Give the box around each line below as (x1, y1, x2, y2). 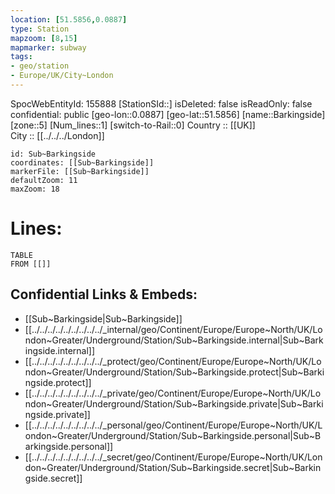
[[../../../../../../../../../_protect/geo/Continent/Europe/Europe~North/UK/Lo (24, 355, 322, 367)
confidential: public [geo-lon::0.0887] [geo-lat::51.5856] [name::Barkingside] (10, 108, 326, 120)
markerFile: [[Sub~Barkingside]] (10, 166, 150, 176)
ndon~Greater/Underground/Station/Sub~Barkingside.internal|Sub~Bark (24, 334, 324, 346)
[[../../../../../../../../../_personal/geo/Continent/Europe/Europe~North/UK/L (24, 419, 323, 431)
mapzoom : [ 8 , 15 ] (10, 33, 78, 43)
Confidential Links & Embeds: (10, 286, 198, 303)
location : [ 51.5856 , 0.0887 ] (10, 14, 128, 25)
